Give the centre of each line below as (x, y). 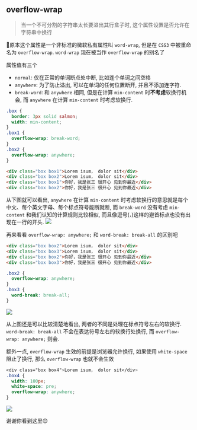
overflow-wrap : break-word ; (46, 139)
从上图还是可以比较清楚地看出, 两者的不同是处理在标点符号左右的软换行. (94, 324)
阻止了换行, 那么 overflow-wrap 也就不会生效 (60, 359)
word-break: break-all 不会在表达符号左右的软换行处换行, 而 (80, 331)
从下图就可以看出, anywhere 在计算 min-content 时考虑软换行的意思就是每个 (97, 200)
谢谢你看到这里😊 (27, 421)
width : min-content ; (37, 122)
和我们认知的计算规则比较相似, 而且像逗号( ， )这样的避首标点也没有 (106, 215)
